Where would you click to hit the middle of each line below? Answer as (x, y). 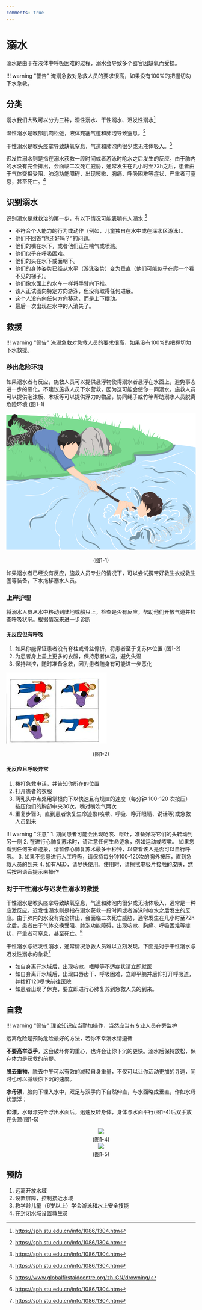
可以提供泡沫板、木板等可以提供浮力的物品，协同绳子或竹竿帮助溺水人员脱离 (101, 397)
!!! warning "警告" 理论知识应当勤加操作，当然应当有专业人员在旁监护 (92, 1025)
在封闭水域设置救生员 (41, 1213)
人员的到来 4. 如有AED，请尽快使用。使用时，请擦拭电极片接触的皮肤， (99, 864)
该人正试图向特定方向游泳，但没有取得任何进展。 (75, 291)
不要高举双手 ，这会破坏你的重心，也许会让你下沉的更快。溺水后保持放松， (98, 1051)
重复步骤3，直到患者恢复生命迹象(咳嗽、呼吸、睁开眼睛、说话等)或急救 (103, 814)
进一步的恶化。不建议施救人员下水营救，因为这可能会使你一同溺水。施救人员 (101, 389)
